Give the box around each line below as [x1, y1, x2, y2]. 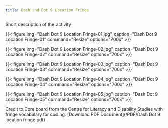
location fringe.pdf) [5, 116, 45, 123]
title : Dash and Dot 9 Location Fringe [5, 7, 89, 13]
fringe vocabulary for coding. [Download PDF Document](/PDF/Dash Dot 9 [5, 111, 160, 117]
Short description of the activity [5, 21, 72, 27]
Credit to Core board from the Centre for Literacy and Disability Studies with [5, 106, 163, 112]
